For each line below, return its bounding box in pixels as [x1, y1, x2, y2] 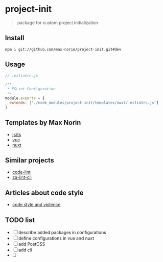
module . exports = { [5, 96, 45, 101]
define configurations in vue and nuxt [18, 235, 94, 241]
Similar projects [5, 156, 54, 164]
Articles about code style [5, 188, 84, 197]
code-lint [12, 169, 31, 175]
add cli [18, 247, 32, 253]
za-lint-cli [12, 174, 32, 180]
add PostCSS [18, 241, 46, 247]
